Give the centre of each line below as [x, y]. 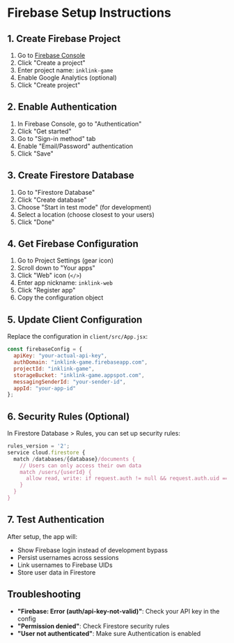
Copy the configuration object [60, 297]
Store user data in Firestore [56, 572]
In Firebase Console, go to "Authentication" [79, 124]
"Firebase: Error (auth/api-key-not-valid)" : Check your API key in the [118, 611]
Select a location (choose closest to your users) [86, 214]
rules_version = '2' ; [39, 446]
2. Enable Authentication [62, 107]
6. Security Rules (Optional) [69, 416]
